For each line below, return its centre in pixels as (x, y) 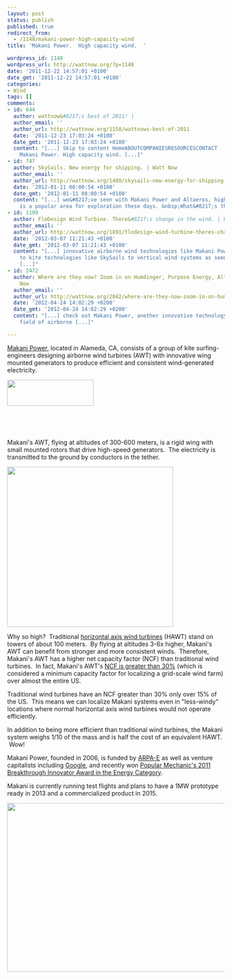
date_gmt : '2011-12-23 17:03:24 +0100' (71, 142)
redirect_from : (29, 33)
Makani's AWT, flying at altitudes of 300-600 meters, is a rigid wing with (110, 442)
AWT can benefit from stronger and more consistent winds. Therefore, (108, 651)
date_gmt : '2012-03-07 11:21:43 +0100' (71, 245)
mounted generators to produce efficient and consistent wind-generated (110, 362)
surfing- (208, 348)
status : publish (30, 20)
